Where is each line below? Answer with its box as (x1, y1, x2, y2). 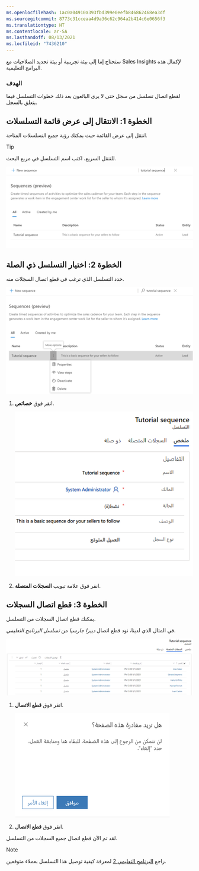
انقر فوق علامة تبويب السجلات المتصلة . (14, 582, 101, 590)
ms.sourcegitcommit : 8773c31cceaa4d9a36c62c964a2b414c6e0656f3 (6, 15, 166, 22)
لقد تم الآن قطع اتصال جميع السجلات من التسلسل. (6, 834, 117, 841)
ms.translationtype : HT (6, 22, 65, 28)
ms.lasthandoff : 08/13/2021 (6, 34, 76, 41)
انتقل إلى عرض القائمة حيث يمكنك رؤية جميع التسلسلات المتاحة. (6, 132, 148, 139)
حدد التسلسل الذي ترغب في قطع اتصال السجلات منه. (6, 275, 124, 283)
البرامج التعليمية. (6, 64, 43, 71)
